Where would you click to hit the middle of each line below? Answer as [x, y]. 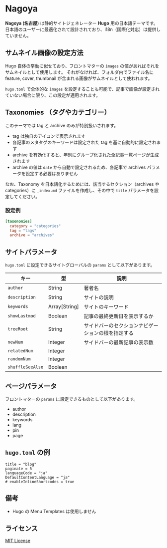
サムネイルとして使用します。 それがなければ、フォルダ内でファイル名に [80, 72]
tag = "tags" [23, 231]
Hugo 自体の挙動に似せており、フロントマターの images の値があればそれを [82, 66]
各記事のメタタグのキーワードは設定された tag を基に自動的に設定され [84, 142]
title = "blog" [21, 464]
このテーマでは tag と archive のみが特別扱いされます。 [62, 125]
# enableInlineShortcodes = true [40, 482]
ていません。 [18, 35]
